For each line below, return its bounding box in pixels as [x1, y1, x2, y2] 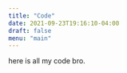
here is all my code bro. [8, 56, 85, 66]
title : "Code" [8, 11, 56, 20]
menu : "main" [8, 34, 52, 43]
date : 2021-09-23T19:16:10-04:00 [8, 19, 120, 27]
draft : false [8, 26, 52, 34]
